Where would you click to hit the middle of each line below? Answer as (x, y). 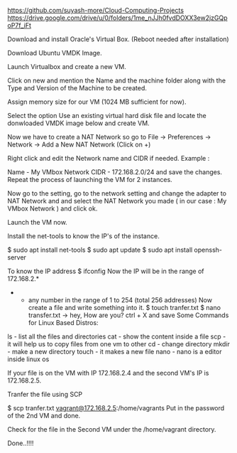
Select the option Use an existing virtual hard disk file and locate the (107, 116)
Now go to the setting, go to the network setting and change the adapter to (117, 193)
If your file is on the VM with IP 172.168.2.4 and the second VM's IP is (108, 373)
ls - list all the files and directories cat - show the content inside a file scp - (117, 336)
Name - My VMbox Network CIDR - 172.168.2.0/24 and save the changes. (115, 172)
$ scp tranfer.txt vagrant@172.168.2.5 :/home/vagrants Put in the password (116, 408)
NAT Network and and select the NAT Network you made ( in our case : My (117, 201)
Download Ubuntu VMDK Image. (55, 53)
